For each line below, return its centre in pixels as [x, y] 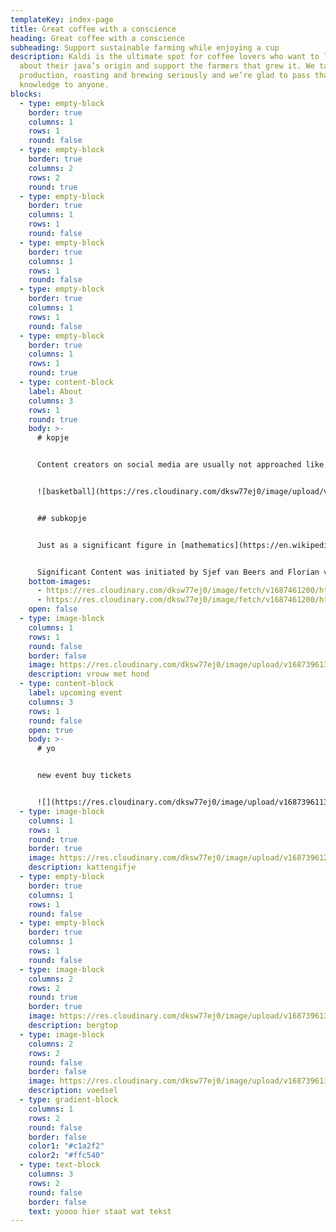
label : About [55, 391]
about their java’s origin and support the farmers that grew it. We [167, 66]
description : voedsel [73, 1091]
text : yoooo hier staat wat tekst [100, 1211]
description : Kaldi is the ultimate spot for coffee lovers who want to [165, 57]
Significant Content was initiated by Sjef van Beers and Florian [178, 572]
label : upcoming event [75, 693]
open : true [51, 730]
